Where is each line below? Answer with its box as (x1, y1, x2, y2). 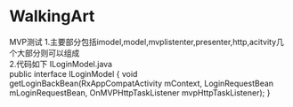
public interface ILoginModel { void (9, 68, 138, 79)
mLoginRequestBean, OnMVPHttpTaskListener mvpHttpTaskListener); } (9, 87, 271, 98)
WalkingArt (9, 6, 95, 27)
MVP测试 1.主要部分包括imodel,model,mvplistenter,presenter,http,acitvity (9, 36, 277, 47)
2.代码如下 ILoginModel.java (9, 58, 113, 69)
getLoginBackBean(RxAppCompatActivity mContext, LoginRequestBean (9, 78, 274, 88)
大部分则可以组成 (16, 47, 80, 58)
